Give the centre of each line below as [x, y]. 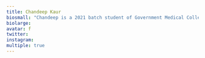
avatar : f [19, 29]
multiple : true [26, 46]
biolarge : [19, 23]
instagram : [20, 40]
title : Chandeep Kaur [34, 12]
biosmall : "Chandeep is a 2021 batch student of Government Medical [95, 18]
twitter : [17, 34]
